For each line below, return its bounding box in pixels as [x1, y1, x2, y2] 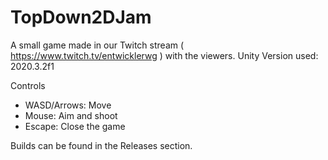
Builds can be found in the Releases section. [10, 139, 193, 151]
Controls [10, 79, 46, 91]
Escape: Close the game [24, 120, 126, 132]
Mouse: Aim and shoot [24, 109, 118, 121]
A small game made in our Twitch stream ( [10, 39, 185, 51]
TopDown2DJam [10, 6, 152, 29]
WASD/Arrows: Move [24, 99, 112, 111]
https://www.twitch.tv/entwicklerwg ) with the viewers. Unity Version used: [10, 49, 319, 61]
